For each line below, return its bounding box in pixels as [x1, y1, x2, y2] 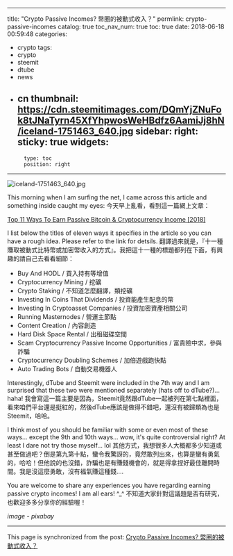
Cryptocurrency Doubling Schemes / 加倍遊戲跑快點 [17, 356, 166, 364]
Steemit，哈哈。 [7, 411, 53, 420]
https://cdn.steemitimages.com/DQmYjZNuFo [17, 104, 222, 115]
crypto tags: [17, 43, 53, 51]
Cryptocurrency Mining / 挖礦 [17, 277, 102, 286]
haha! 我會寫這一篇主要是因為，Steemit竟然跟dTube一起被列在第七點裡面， [7, 394, 223, 402]
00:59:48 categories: [7, 30, 68, 38]
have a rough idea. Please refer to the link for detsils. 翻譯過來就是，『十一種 [7, 237, 223, 245]
